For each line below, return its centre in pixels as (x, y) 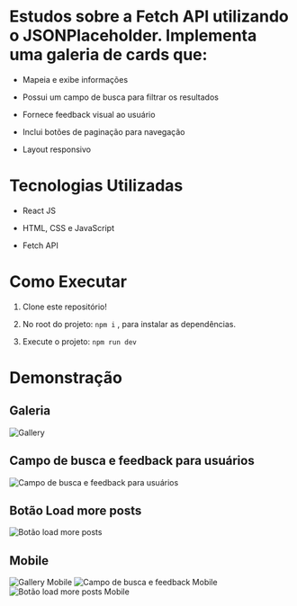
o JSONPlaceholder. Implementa (133, 36)
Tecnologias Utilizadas (96, 186)
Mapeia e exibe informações (75, 79)
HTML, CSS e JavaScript (68, 227)
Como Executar (68, 282)
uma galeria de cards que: (108, 55)
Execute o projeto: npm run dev (79, 341)
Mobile (29, 561)
